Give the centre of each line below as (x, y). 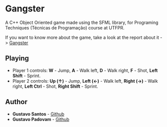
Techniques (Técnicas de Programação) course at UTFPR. (65, 27)
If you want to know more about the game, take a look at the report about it (82, 37)
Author (16, 102)
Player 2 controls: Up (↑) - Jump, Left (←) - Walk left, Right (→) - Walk (85, 81)
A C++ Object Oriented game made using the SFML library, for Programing (82, 22)
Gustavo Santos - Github (38, 114)
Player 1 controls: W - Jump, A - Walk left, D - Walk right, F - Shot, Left (85, 70)
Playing (17, 59)
